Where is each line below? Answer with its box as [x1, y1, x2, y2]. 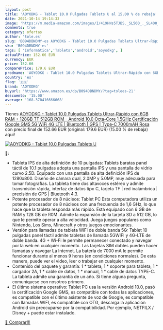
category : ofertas [5, 30, 42, 35]
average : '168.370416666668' [5, 98, 64, 103]
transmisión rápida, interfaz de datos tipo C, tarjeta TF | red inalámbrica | [12, 186, 158, 192]
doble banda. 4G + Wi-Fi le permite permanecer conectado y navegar [12, 238, 152, 243]
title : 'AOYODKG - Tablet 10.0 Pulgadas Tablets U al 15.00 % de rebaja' [5, 12, 158, 17]
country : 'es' [5, 75, 34, 80]
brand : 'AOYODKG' [5, 84, 40, 89]
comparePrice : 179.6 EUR [5, 66, 55, 71]
